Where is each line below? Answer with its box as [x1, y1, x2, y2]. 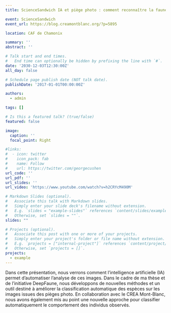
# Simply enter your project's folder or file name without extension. [5, 237, 165, 242]
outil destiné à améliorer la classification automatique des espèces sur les [5, 285, 160, 292]
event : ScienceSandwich [5, 16, 56, 22]
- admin [10, 96, 26, 101]
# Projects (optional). [5, 227, 56, 232]
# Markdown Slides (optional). [5, 194, 72, 199]
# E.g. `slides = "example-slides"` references [5, 208, 113, 213]
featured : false [5, 119, 40, 124]
